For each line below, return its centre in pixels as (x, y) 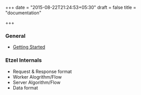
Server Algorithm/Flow (36, 82)
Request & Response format (42, 72)
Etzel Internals (24, 60)
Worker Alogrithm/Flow (37, 77)
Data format (25, 88)
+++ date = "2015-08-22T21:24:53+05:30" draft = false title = (71, 7)
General (15, 36)
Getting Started (29, 47)
